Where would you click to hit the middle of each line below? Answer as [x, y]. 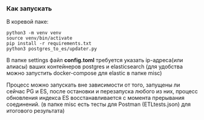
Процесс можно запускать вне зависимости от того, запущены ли [93, 85]
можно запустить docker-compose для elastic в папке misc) [84, 73]
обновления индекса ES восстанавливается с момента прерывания [96, 98]
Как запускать [29, 9]
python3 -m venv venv [34, 33]
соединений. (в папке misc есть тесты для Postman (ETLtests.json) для [99, 104]
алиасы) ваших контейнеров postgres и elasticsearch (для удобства [95, 67]
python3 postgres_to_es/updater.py [52, 49]
